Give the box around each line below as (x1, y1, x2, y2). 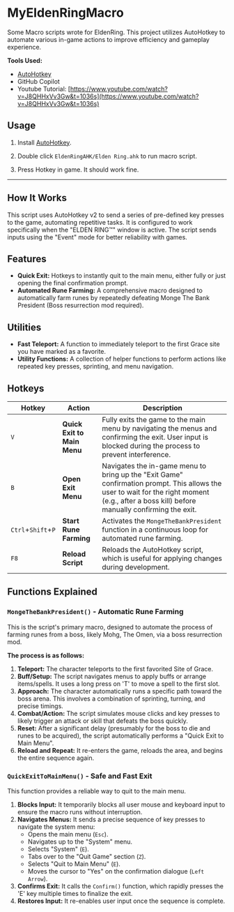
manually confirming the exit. (102, 504, 197, 514)
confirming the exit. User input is (102, 433, 209, 442)
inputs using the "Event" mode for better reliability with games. (7, 232, 188, 241)
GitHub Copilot (17, 77, 61, 85)
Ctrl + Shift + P (10, 525, 56, 535)
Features (7, 253, 47, 264)
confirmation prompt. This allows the (102, 479, 222, 488)
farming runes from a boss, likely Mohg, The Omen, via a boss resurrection (7, 630, 223, 638)
